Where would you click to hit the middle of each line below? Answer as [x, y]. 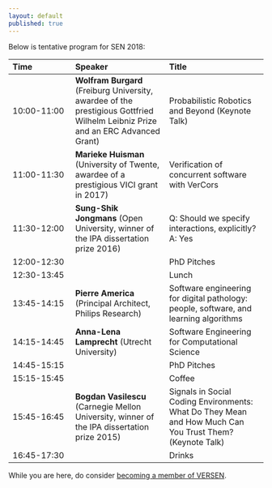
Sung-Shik [97, 208]
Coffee [182, 378]
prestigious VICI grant [116, 185]
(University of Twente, [117, 165]
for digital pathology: [208, 298]
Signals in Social [200, 392]
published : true [36, 24]
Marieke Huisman [110, 154]
